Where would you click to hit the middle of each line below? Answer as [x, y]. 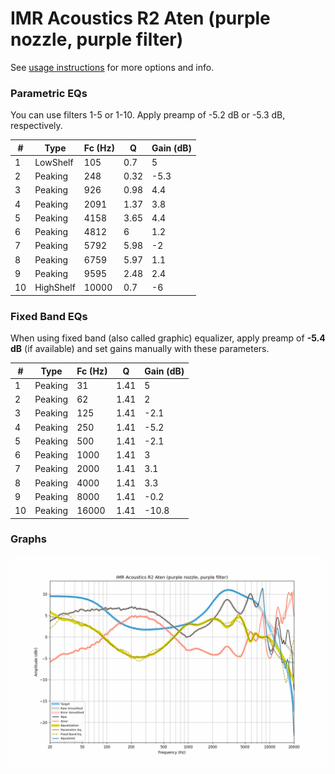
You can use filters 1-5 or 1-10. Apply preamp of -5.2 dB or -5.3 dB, [148, 115]
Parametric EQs [49, 93]
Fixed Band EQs [49, 316]
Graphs [28, 539]
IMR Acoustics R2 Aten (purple [140, 18]
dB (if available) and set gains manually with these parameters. [140, 349]
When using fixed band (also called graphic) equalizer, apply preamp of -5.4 [168, 338]
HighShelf [55, 288]
